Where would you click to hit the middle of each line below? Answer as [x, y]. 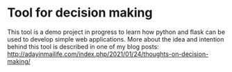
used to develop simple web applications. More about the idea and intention [116, 39]
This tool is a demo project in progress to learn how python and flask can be [116, 32]
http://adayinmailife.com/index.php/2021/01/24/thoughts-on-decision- [108, 54]
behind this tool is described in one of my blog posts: [83, 46]
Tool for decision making [80, 13]
